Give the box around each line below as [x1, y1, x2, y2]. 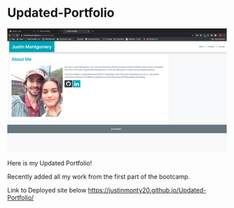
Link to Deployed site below [7, 186, 87, 195]
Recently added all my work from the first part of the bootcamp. [7, 172, 190, 181]
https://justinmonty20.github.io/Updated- [88, 186, 207, 195]
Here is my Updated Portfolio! [7, 159, 93, 168]
